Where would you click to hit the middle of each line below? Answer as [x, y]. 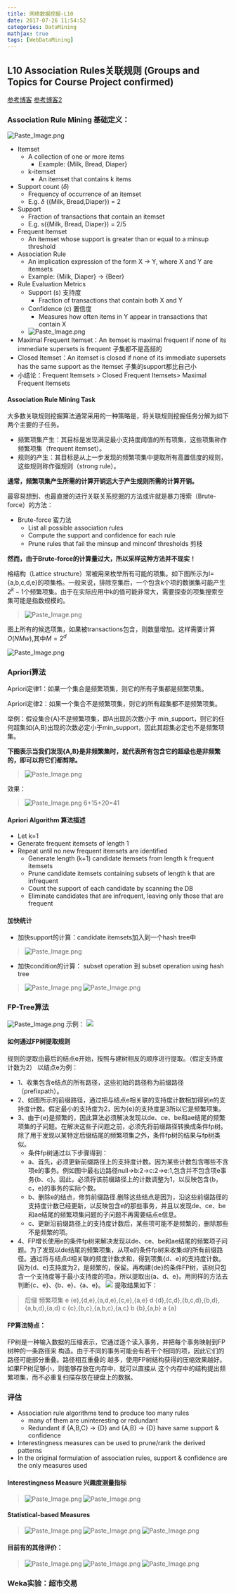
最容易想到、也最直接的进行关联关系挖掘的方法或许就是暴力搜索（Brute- [112, 496]
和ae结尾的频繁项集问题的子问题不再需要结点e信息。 [104, 1215]
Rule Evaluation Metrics [52, 284]
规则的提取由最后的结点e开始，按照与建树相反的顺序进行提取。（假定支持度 [115, 1058]
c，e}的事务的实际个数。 [64, 1188]
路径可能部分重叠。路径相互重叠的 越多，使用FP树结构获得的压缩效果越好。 [117, 1360]
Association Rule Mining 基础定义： [68, 119]
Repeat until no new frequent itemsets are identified [92, 851]
